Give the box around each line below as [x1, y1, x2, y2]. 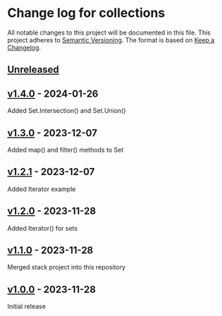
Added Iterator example [7, 185, 76, 193]
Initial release [7, 302, 46, 311]
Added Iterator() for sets [7, 224, 78, 232]
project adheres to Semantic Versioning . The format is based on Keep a [7, 35, 215, 44]
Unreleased [7, 63, 60, 75]
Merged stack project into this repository [7, 263, 125, 272]
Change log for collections [7, 5, 166, 21]
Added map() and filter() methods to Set [7, 145, 124, 154]
